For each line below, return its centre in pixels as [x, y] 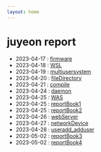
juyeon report [41, 41]
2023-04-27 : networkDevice [52, 123]
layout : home [23, 12]
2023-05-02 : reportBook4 [49, 142]
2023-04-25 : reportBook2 [49, 110]
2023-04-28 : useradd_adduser [55, 129]
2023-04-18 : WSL [39, 65]
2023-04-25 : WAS [39, 97]
